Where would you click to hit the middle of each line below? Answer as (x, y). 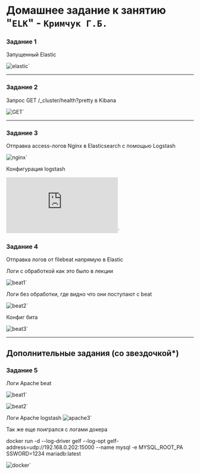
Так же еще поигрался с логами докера (57, 429)
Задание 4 (22, 247)
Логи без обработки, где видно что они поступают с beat (79, 294)
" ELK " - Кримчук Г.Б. (57, 23)
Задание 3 (22, 133)
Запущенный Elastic (31, 55)
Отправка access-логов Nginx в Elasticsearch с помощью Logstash (91, 146)
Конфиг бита (22, 317)
